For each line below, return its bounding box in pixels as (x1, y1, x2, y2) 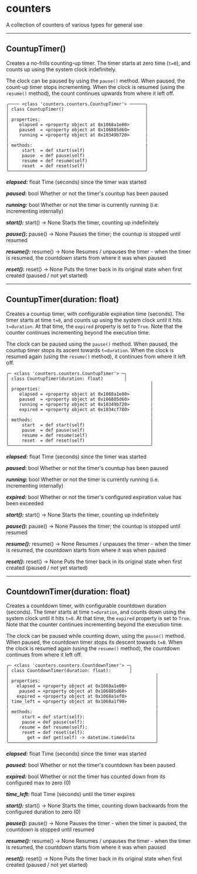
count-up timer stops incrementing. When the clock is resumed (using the (6, 83, 185, 90)
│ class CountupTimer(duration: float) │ (6, 376, 127, 382)
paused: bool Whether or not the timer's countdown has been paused (6, 762, 176, 769)
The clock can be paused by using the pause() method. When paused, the (6, 77, 186, 84)
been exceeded (6, 499, 44, 506)
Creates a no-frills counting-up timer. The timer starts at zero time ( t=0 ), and (6, 59, 191, 67)
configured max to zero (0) (6, 779, 72, 786)
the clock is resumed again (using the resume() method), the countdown (6, 645, 181, 652)
